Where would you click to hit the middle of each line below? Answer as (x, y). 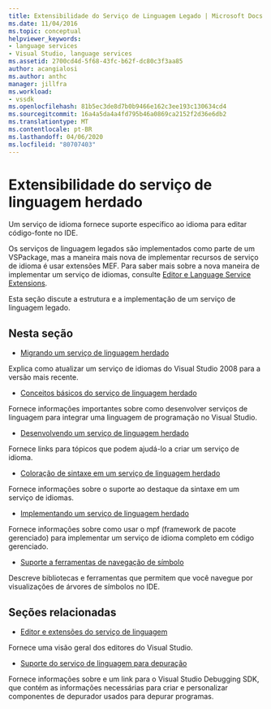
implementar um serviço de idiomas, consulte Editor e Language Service (130, 275)
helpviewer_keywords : (45, 39)
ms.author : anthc (38, 76)
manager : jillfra (38, 84)
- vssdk (22, 99)
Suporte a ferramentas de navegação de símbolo (102, 563)
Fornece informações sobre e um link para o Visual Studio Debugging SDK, (134, 679)
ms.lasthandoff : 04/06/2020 (56, 137)
